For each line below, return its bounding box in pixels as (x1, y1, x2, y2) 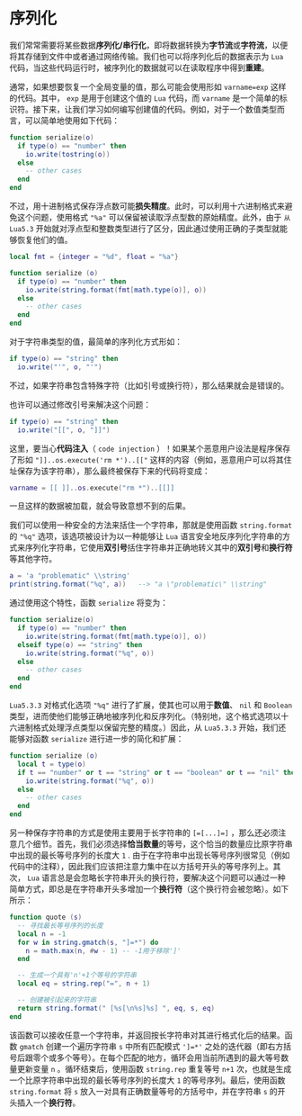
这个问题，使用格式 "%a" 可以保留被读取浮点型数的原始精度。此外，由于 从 (16, 212, 291, 223)
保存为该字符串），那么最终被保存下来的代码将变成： (16, 465, 210, 476)
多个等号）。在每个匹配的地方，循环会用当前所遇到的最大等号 (56, 1052, 281, 1063)
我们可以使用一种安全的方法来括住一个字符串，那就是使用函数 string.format (9, 519, 293, 531)
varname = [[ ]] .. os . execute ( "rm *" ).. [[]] (9, 483, 175, 492)
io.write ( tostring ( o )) (25, 149, 111, 158)
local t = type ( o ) (17, 760, 87, 769)
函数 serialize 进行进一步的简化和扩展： (32, 733, 184, 744)
